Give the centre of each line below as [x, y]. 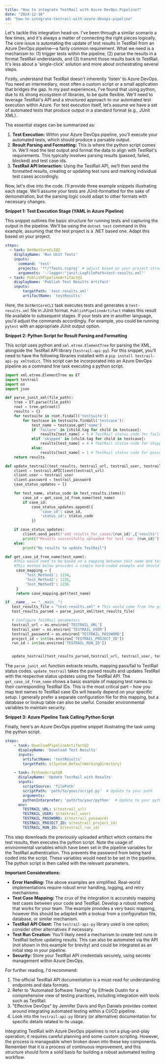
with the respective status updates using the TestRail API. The [68, 676]
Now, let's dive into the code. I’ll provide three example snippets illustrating [81, 186]
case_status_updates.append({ [62, 507]
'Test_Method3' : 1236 [47, 584]
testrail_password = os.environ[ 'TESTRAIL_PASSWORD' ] [68, 634]
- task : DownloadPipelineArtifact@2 [52, 746]
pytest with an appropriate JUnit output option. [53, 326]
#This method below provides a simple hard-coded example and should [87, 566]
